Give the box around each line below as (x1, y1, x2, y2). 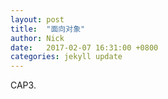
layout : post (10, 14, 65, 25)
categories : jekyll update (10, 52, 123, 62)
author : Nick (10, 33, 65, 43)
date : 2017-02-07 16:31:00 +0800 (10, 42, 159, 53)
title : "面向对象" (10, 24, 86, 34)
